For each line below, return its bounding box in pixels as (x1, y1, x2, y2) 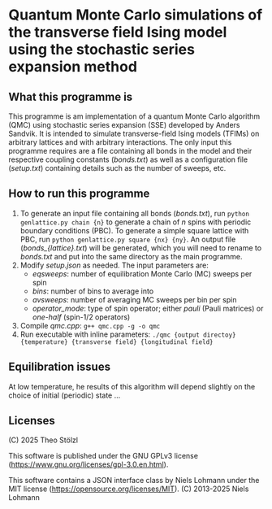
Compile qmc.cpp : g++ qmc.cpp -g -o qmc (19, 320, 161, 330)
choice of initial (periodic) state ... (8, 390, 121, 400)
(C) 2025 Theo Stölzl (8, 435, 79, 445)
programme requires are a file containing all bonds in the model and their (8, 146, 253, 155)
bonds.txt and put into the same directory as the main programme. (19, 251, 243, 261)
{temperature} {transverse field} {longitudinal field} (19, 337, 214, 346)
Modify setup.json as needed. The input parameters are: (19, 260, 209, 270)
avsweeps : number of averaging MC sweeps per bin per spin (32, 294, 237, 304)
